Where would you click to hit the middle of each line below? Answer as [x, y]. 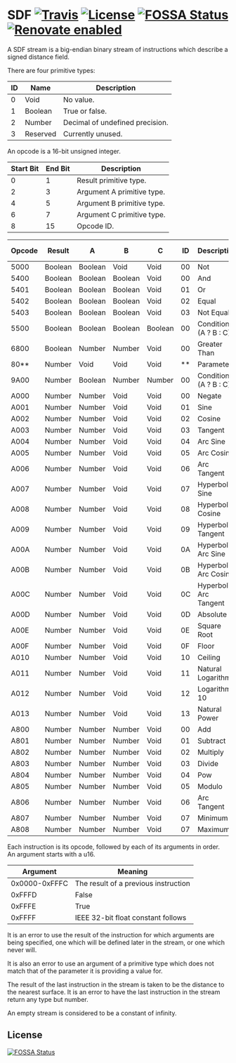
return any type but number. [48, 999]
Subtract [212, 741]
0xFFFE [24, 906]
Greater [210, 344]
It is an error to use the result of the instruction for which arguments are [111, 935]
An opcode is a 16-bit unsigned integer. [64, 151]
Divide [208, 763]
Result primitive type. [112, 180]
